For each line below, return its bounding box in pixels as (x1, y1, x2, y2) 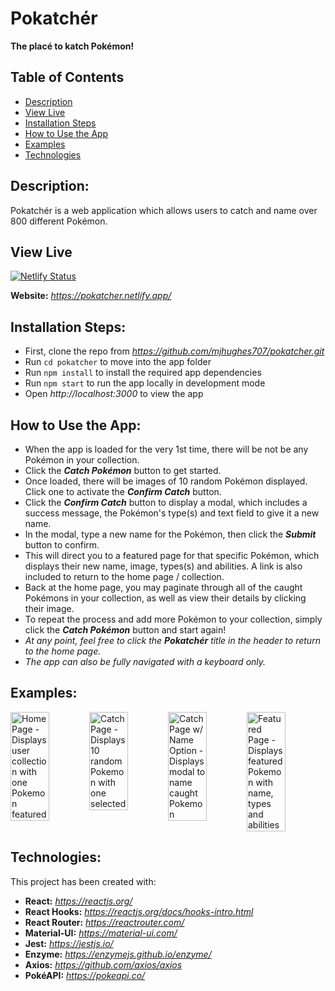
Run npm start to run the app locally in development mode (24, 377, 266, 389)
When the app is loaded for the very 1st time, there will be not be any (24, 443, 309, 455)
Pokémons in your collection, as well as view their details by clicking (24, 592, 307, 604)
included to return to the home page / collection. (24, 571, 225, 582)
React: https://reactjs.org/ (24, 895, 133, 907)
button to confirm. (24, 539, 100, 551)
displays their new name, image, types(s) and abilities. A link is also (24, 560, 303, 572)
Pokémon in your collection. (24, 454, 140, 466)
